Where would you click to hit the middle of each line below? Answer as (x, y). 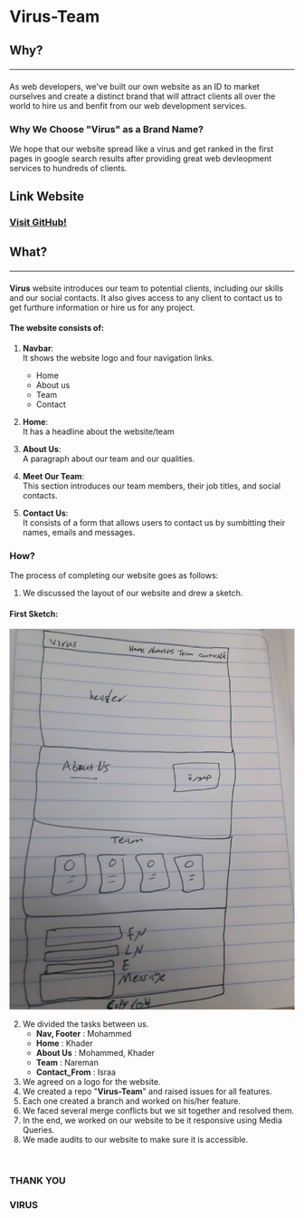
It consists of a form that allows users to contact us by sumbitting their (154, 522)
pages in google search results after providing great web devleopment (141, 158)
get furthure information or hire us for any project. (102, 307)
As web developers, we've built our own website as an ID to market (135, 86)
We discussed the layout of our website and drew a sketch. (133, 593)
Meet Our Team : (53, 476)
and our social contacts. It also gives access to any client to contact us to (146, 297)
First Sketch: (34, 614)
